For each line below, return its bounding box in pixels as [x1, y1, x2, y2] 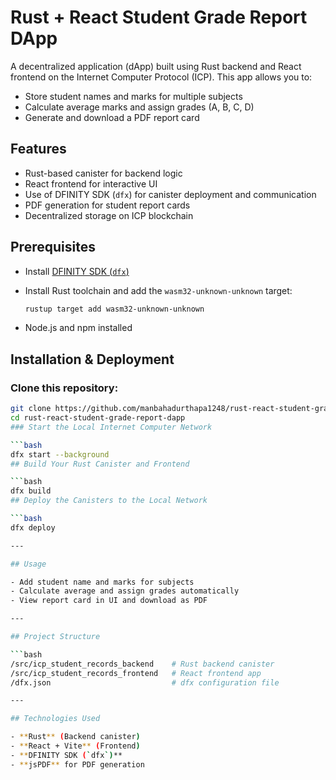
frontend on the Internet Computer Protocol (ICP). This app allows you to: [10, 71, 313, 83]
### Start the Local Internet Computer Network [10, 422, 213, 432]
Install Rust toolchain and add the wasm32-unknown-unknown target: [24, 284, 293, 296]
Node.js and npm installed [24, 322, 133, 334]
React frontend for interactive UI [24, 177, 158, 190]
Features [10, 141, 67, 158]
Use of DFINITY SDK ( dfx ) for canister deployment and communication [24, 188, 317, 200]
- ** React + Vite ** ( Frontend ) [10, 741, 141, 751]
